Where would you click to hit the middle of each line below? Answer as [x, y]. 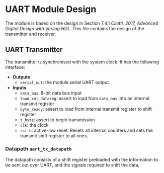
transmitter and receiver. [31, 34]
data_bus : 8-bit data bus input [51, 93]
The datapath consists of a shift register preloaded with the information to [82, 160]
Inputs [19, 88]
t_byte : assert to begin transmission [57, 120]
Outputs [21, 77]
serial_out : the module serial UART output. [65, 82]
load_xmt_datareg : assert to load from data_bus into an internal [85, 98]
